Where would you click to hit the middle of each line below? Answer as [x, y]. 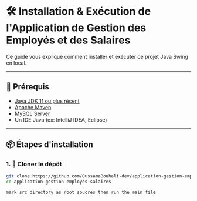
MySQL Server [32, 113]
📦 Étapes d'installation [50, 145]
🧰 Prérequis [28, 87]
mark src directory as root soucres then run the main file [81, 192]
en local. [16, 63]
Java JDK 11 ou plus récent [47, 101]
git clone [18, 176]
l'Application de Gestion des [76, 28]
